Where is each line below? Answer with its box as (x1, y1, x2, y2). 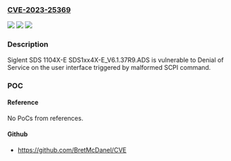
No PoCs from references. (7, 114, 83, 122)
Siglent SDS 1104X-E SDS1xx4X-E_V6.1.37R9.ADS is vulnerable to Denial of (7, 55, 224, 64)
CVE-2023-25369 (7, 5, 71, 15)
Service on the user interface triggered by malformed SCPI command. (7, 63, 211, 71)
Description (7, 40, 49, 49)
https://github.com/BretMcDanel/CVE (17, 145, 127, 154)
